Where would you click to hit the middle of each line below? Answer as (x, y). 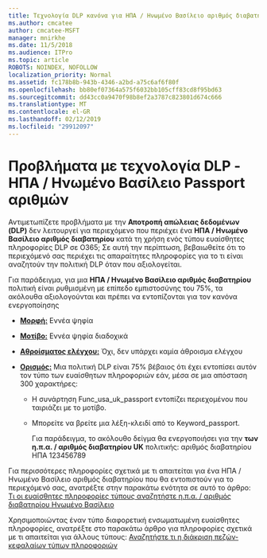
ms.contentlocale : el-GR (49, 112)
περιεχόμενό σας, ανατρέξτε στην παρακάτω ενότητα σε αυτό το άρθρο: (130, 487)
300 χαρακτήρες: (48, 384)
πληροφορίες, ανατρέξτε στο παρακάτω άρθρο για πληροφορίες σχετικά (130, 528)
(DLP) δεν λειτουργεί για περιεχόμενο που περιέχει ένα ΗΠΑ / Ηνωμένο (128, 230)
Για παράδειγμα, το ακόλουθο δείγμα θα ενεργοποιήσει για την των (145, 438)
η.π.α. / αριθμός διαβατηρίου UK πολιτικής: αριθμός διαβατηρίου (141, 447)
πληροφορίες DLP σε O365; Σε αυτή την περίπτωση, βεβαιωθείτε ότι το (127, 247)
